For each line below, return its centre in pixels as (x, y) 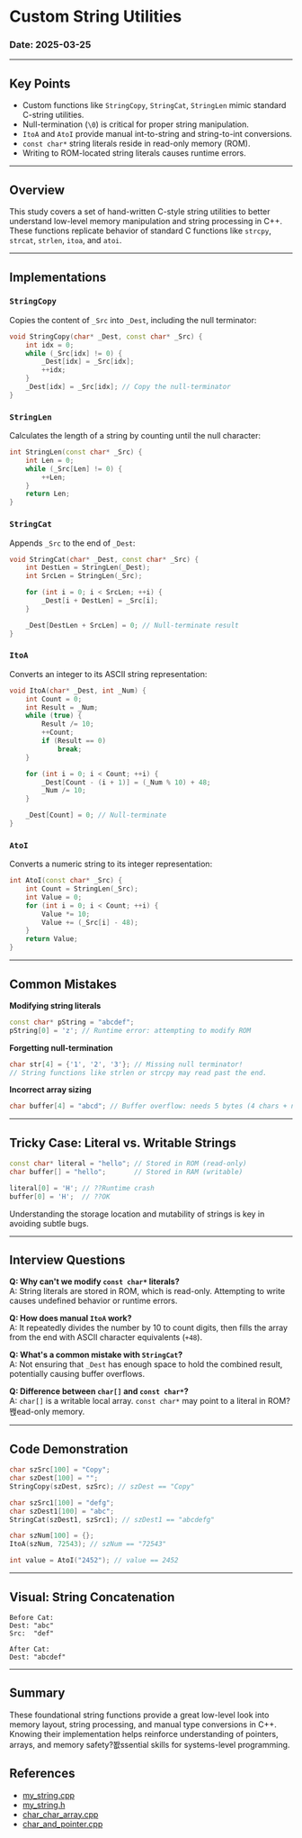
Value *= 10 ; (66, 914)
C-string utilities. (53, 115)
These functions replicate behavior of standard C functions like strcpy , (141, 231)
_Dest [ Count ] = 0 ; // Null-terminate (96, 815)
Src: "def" (31, 1633)
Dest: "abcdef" (38, 1657)
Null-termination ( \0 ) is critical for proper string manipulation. (136, 124)
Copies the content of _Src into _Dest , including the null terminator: (133, 320)
